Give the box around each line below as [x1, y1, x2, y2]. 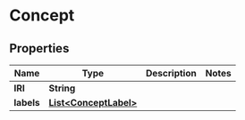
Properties [9, 41, 70, 56]
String [48, 82, 76, 94]
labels [13, 97, 40, 108]
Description [146, 68, 197, 79]
